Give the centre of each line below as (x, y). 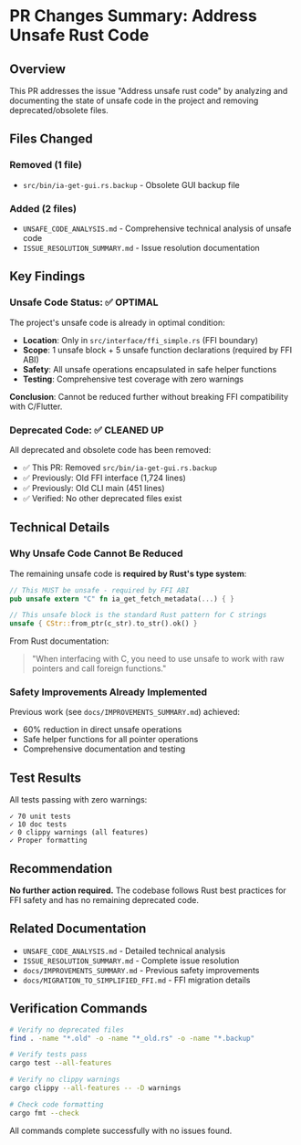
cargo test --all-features (61, 1063)
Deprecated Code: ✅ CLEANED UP (87, 430)
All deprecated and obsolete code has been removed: (110, 449)
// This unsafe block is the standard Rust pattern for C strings (138, 615)
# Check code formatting (57, 1104)
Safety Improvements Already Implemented (109, 692)
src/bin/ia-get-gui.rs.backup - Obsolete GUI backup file (131, 184)
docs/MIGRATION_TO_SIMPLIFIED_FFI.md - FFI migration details (136, 980)
